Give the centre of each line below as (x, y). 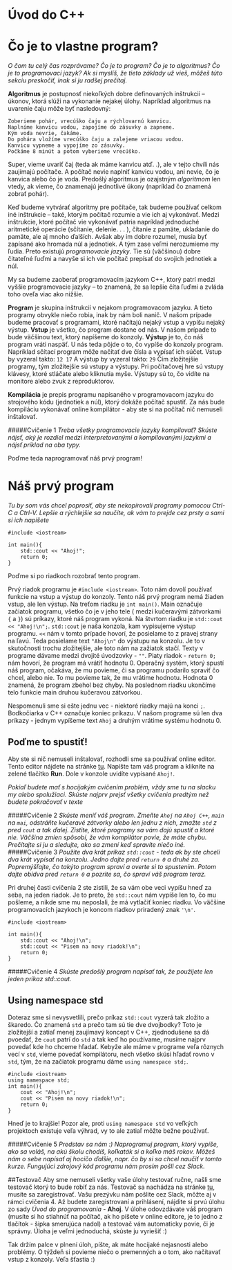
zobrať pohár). (28, 194)
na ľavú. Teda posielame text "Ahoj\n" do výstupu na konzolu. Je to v (107, 641)
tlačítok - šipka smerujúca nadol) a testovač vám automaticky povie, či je (111, 1224)
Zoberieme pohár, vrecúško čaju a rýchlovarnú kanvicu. (90, 121)
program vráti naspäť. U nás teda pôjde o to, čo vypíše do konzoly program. (116, 345)
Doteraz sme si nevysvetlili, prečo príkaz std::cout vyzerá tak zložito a (109, 1017)
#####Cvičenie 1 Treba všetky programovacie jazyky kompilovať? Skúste (113, 430)
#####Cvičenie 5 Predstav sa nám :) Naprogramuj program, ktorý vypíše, (113, 1144)
